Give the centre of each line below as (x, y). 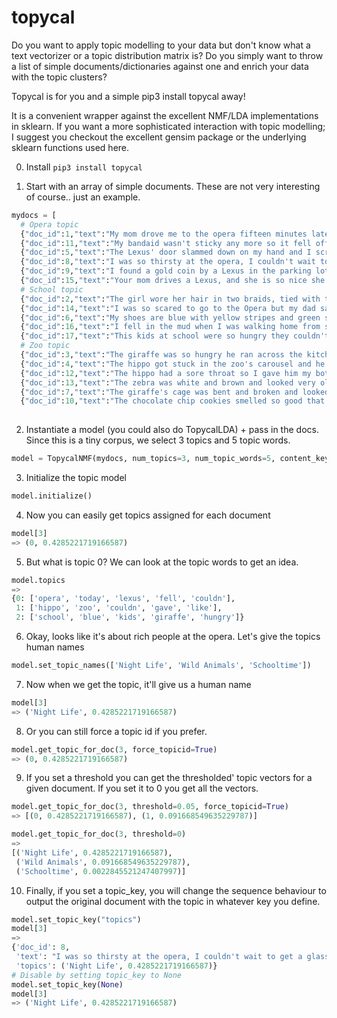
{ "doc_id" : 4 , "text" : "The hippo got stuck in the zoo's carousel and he (173, 364)
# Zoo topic (45, 346)
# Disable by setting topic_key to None (97, 975)
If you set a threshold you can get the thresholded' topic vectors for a (169, 778)
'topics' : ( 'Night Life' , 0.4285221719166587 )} (116, 966)
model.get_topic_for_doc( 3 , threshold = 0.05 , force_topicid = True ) (150, 807)
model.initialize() (52, 496)
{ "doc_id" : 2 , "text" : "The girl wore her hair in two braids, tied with (170, 299)
